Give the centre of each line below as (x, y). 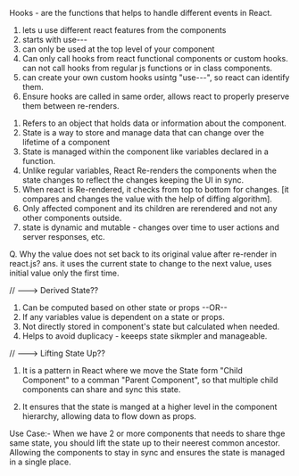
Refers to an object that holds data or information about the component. (154, 123)
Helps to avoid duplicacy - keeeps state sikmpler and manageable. (145, 336)
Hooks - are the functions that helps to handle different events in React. (141, 13)
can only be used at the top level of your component (118, 49)
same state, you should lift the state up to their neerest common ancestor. (145, 443)
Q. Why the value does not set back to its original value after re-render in (143, 254)
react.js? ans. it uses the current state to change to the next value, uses (141, 263)
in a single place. (40, 462)
